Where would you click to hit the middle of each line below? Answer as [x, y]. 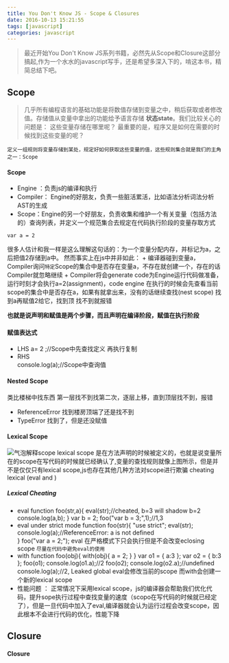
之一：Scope [23, 157]
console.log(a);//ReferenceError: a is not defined [85, 532]
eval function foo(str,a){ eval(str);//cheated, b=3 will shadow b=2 [109, 510]
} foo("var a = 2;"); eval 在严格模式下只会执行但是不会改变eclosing [110, 541]
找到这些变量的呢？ [57, 135]
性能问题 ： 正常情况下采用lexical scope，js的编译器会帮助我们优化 [112, 588]
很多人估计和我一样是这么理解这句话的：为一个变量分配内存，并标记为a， [111, 249]
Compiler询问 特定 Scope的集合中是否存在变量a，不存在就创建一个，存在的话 [114, 267]
